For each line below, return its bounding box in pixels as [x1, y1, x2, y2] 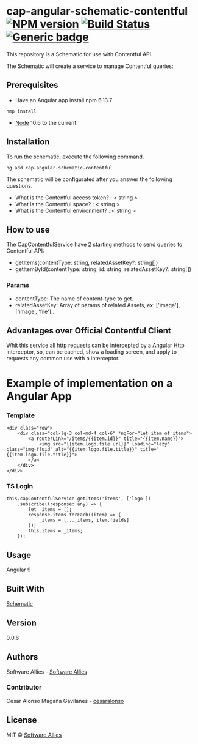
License [6, 715, 37, 726]
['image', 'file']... [15, 308, 56, 315]
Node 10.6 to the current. [15, 119, 78, 126]
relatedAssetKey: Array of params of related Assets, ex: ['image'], [15, 301, 180, 308]
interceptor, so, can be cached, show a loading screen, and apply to [6, 348, 177, 355]
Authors [6, 652, 38, 662]
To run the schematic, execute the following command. [6, 153, 144, 160]
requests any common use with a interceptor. [6, 355, 120, 362]
